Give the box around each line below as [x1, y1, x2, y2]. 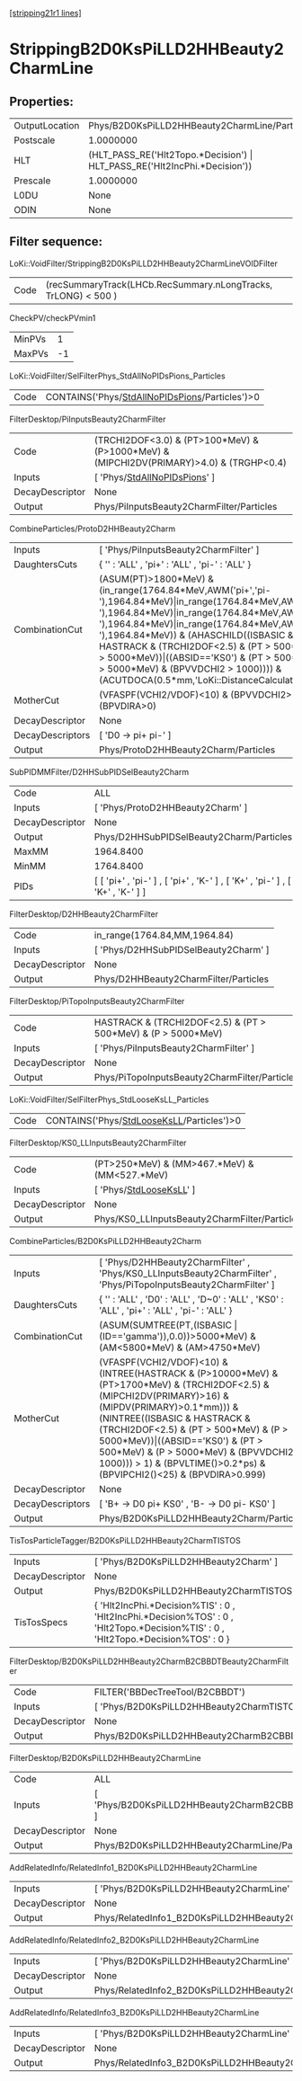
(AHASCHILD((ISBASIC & [187, 628, 294, 641]
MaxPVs [13, 347, 49, 360]
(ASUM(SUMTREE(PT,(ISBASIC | [98, 1319, 238, 1331]
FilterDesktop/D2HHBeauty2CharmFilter [9, 908, 159, 920]
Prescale [13, 174, 51, 187]
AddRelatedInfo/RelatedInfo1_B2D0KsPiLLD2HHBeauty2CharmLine [9, 1862, 258, 1872]
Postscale [13, 134, 56, 147]
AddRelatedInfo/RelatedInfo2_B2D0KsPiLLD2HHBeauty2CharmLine [9, 1934, 260, 1945]
